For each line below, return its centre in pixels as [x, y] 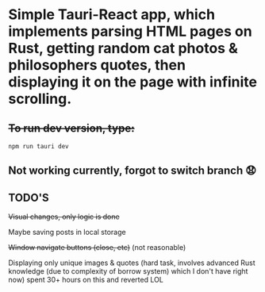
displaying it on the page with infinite [133, 82]
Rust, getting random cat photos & [123, 48]
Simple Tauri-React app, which [112, 15]
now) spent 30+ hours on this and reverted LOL [86, 280]
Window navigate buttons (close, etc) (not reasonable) [97, 248]
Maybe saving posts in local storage [67, 232]
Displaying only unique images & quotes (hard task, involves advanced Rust [132, 263]
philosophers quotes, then [97, 65]
